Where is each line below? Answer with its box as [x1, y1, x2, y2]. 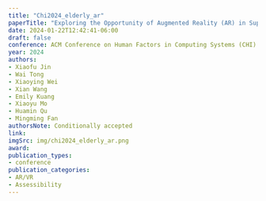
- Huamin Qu [8, 108, 47, 116]
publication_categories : [8, 166, 90, 174]
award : [8, 144, 30, 152]
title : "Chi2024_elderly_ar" [8, 11, 104, 20]
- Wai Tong [8, 70, 44, 78]
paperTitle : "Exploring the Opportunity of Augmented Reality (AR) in [8, 19, 246, 27]
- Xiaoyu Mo [8, 100, 47, 108]
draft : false [8, 33, 51, 42]
